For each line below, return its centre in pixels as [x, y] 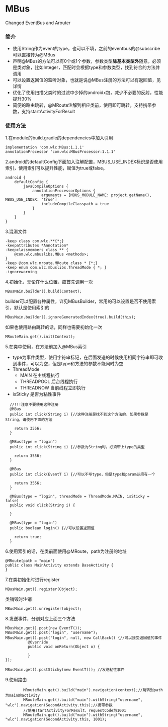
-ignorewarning [21, 272]
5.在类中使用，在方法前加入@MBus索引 [46, 346]
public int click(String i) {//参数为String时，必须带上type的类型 [77, 447]
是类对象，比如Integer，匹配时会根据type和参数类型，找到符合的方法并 [86, 67]
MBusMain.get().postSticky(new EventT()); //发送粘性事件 [65, 670]
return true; [28, 537]
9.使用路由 [16, 679]
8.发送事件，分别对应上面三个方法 [40, 618]
